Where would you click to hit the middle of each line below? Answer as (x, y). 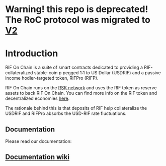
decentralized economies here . (37, 98)
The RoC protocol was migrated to (78, 20)
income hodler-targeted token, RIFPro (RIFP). (52, 78)
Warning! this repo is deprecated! (77, 9)
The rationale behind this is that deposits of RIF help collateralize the (76, 108)
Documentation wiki (37, 157)
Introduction (32, 53)
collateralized (19, 73)
